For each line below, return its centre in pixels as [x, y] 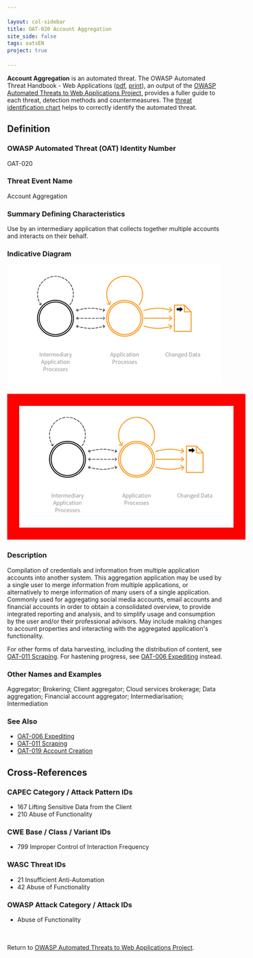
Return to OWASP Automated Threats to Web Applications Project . [101, 947]
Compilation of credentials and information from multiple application [104, 570]
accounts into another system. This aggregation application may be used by [114, 577]
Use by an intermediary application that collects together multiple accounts [113, 229]
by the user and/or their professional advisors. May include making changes [115, 621]
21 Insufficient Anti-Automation [61, 879]
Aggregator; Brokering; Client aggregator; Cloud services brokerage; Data [111, 689]
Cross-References [47, 773]
